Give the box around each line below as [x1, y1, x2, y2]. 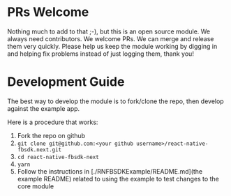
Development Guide [7, 74, 125, 90]
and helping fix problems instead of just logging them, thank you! [7, 50, 194, 58]
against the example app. [7, 104, 80, 112]
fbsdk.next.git [17, 146, 62, 153]
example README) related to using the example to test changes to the [17, 174, 220, 183]
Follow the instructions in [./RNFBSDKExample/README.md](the [17, 167, 203, 175]
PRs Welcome [7, 4, 89, 20]
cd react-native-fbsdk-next [17, 153, 99, 160]
